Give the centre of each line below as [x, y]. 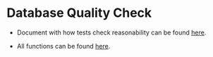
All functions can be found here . [63, 46]
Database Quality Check [79, 13]
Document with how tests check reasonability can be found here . [111, 32]
